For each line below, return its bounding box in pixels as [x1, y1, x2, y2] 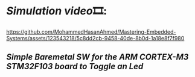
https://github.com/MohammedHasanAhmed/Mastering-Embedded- [6, 28, 176, 35]
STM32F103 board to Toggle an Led [6, 61, 144, 72]
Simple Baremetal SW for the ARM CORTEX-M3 [6, 52, 189, 63]
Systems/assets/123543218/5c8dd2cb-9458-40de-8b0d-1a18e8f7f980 [6, 34, 185, 42]
